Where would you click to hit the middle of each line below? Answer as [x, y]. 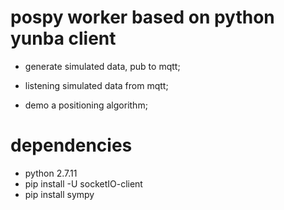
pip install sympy [59, 194]
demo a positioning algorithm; [86, 105]
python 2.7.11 [51, 173]
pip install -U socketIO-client [83, 183]
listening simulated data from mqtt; [96, 85]
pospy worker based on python [142, 17]
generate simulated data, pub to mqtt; [102, 66]
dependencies [71, 145]
